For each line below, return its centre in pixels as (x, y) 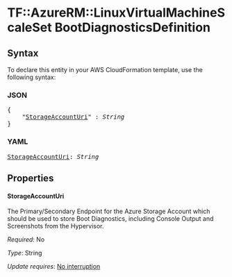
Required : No (26, 240)
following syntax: (32, 77)
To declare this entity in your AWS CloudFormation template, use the (105, 70)
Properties (31, 178)
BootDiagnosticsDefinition (132, 27)
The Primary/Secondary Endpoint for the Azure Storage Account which (109, 211)
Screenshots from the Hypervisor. (56, 226)
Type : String (25, 253)
